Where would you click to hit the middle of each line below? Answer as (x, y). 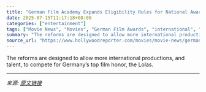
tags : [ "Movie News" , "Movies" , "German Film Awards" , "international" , (101, 29)
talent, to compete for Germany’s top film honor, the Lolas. (80, 64)
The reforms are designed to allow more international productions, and (96, 58)
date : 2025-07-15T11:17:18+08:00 (49, 18)
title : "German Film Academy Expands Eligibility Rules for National (97, 12)
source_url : (21, 40)
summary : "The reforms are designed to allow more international (91, 35)
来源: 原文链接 (24, 83)
